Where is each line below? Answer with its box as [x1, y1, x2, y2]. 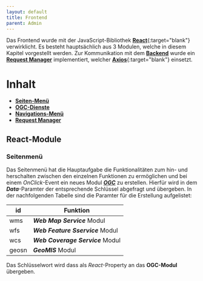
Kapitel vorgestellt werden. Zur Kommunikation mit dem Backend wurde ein [6, 50, 195, 57]
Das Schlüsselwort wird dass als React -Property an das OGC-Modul [6, 262, 178, 268]
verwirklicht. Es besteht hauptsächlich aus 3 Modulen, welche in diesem [6, 43, 187, 50]
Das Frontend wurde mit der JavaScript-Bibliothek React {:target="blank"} [6, 37, 191, 44]
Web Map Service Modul [33, 216, 105, 225]
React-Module [6, 134, 62, 144]
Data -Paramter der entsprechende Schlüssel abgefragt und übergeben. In [6, 185, 192, 193]
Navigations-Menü [15, 110, 64, 117]
